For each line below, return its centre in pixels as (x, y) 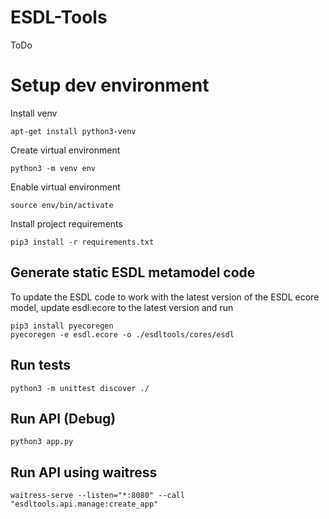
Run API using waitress (84, 472)
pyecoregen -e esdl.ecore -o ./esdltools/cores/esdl (122, 334)
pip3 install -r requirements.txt (82, 242)
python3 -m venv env (53, 168)
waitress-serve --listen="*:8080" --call (98, 496)
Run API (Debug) (63, 418)
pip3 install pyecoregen (62, 326)
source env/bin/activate (62, 205)
